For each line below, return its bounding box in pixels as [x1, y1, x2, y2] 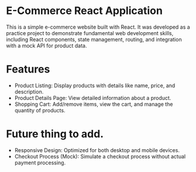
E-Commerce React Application [6, 4, 163, 18]
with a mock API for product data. [6, 42, 87, 49]
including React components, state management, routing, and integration [6, 36, 183, 43]
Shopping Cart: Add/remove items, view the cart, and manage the [14, 101, 173, 108]
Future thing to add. [6, 128, 104, 141]
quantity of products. [14, 106, 66, 113]
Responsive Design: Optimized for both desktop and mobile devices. [14, 146, 180, 153]
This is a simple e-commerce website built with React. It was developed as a [6, 23, 190, 30]
